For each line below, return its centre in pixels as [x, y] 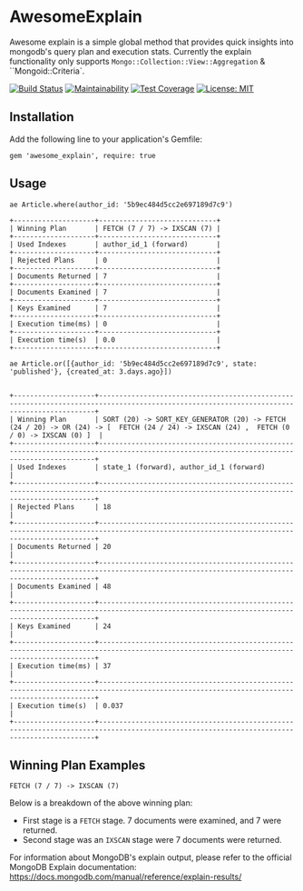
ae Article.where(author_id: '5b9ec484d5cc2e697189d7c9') [121, 205]
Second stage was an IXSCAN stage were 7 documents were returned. [152, 840]
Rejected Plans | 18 [64, 506]
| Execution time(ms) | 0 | [115, 324]
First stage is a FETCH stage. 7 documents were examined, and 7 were [152, 821]
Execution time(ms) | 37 [64, 666]
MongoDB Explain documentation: [73, 867]
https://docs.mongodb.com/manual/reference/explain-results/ [126, 877]
